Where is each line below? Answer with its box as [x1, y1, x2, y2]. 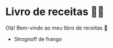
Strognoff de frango [13, 35, 63, 42]
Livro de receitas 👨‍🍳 [5, 5, 105, 19]
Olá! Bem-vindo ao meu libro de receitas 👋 [5, 24, 108, 31]
